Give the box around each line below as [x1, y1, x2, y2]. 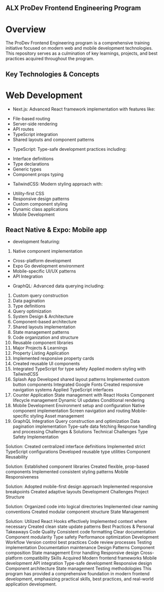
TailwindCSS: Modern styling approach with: [12, 181, 103, 187]
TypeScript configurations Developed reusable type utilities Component [5, 449, 151, 455]
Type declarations [12, 161, 50, 167]
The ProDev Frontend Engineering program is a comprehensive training [5, 40, 150, 46]
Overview [5, 24, 46, 35]
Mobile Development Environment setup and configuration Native [12, 403, 145, 409]
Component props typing [12, 171, 64, 177]
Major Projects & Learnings [12, 345, 68, 351]
